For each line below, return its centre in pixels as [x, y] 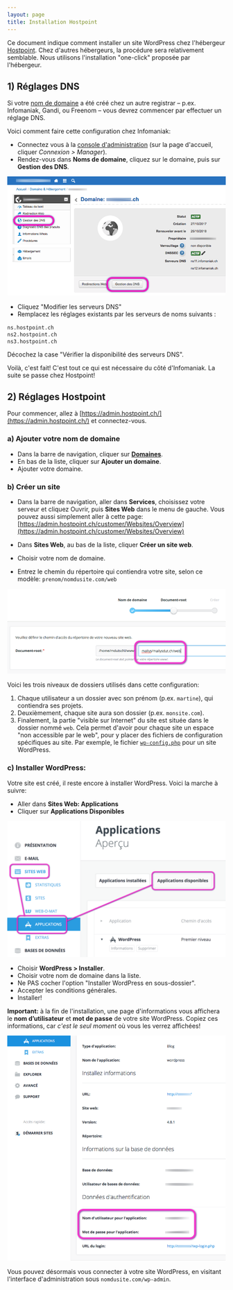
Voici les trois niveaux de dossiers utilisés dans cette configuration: [103, 685]
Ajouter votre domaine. [50, 469]
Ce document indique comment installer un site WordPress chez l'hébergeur [116, 42]
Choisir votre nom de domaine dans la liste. [79, 975]
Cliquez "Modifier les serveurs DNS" [69, 307]
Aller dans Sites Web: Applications [68, 804]
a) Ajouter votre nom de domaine [64, 439]
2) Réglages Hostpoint [57, 397]
